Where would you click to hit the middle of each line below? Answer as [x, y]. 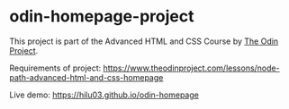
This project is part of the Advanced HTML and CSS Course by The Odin [144, 41]
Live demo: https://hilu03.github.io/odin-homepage [104, 95]
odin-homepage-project [102, 17]
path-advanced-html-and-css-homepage [86, 77]
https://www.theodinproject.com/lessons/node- [192, 68]
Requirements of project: [55, 68]
